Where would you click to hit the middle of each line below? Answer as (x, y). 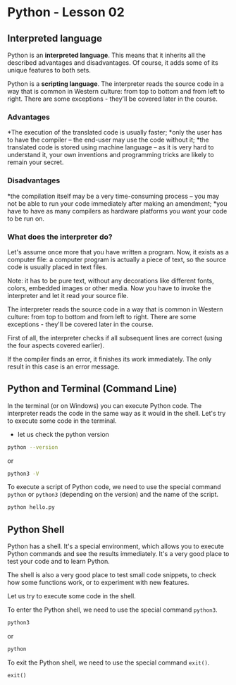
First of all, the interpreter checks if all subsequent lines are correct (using (115, 338)
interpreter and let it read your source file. (68, 295)
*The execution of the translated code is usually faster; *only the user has (115, 132)
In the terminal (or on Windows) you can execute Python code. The (105, 405)
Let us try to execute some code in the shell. (72, 596)
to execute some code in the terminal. (62, 421)
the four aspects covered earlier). (56, 345)
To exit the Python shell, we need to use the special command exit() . (108, 662)
